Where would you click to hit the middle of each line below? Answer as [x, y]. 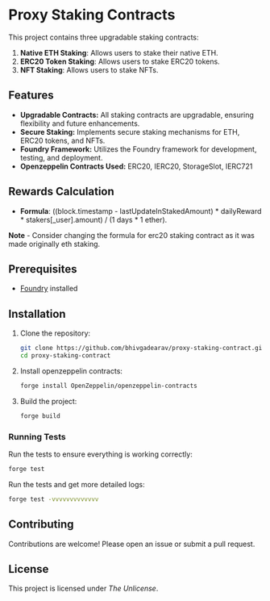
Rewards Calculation [61, 192]
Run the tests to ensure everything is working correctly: [101, 454]
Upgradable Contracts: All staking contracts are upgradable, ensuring [137, 115]
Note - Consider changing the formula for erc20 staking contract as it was [132, 235]
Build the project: [48, 401]
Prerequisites [43, 269]
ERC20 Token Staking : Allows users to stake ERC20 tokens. [120, 61]
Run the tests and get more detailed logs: [77, 484]
